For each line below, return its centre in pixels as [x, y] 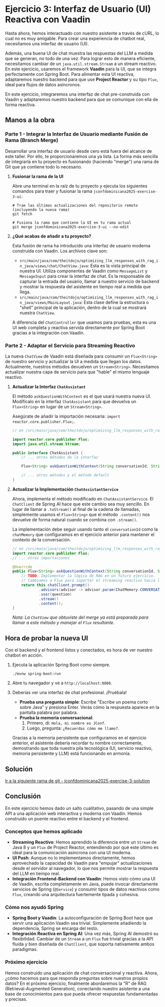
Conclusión [23, 796]
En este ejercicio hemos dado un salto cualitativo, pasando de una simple [79, 808]
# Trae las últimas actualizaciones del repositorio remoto [75, 205]
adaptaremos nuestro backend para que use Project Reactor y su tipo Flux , [82, 79]
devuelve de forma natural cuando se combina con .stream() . [75, 520]
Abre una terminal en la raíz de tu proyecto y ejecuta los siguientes [80, 186]
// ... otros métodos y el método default [65, 475]
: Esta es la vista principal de [117, 266]
